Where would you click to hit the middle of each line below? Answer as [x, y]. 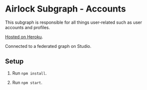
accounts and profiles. [28, 27]
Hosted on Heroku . [24, 37]
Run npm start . [27, 82]
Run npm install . [30, 73]
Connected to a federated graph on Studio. [48, 46]
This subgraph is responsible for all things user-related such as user [74, 22]
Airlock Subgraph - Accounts [65, 9]
